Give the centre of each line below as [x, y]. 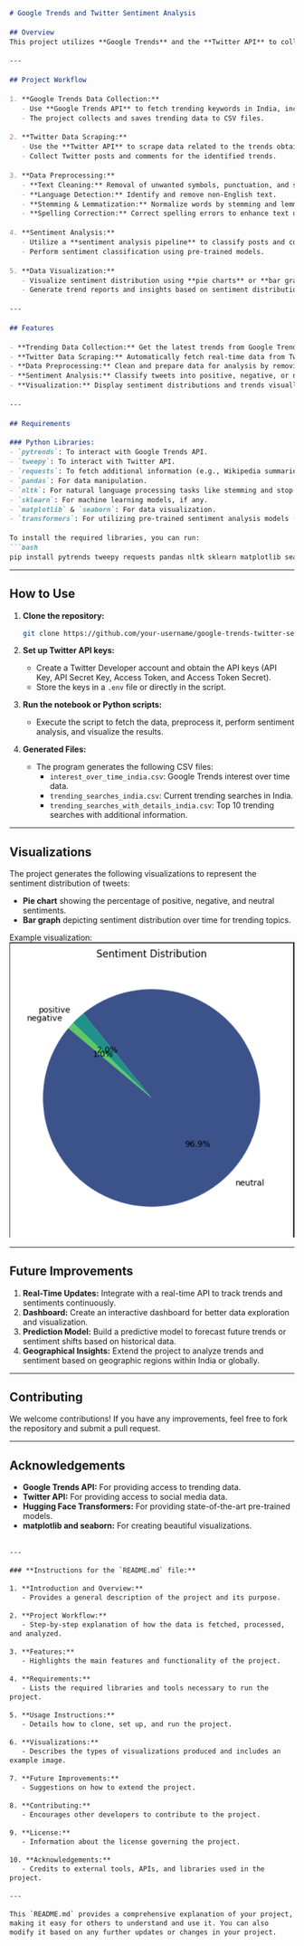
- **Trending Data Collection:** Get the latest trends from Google [141, 347]
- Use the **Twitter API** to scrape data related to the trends [147, 147]
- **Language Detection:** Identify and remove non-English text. [149, 195]
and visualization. [55, 1322]
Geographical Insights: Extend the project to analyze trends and [143, 1351]
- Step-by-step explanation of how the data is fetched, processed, [153, 1625]
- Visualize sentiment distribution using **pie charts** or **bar [151, 280]
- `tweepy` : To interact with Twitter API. [93, 462]
